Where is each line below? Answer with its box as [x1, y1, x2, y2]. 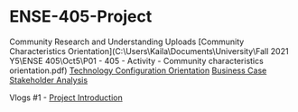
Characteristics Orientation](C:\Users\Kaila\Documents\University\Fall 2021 [9, 45, 289, 56]
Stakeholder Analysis [9, 74, 88, 85]
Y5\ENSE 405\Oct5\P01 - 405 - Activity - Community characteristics [9, 55, 264, 66]
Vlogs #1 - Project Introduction [9, 92, 124, 103]
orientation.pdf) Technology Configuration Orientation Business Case [9, 65, 267, 76]
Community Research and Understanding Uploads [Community [9, 36, 245, 47]
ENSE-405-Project [9, 6, 153, 27]
